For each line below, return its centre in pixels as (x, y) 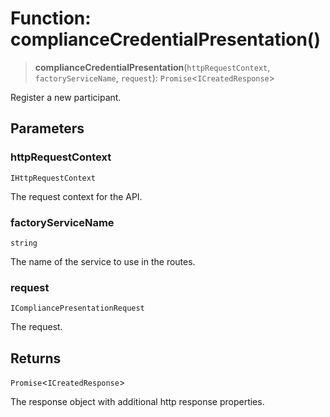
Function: (51, 18)
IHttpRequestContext (53, 178)
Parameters (47, 128)
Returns (36, 358)
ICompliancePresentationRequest (77, 308)
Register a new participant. (66, 97)
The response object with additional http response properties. (137, 402)
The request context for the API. (76, 196)
